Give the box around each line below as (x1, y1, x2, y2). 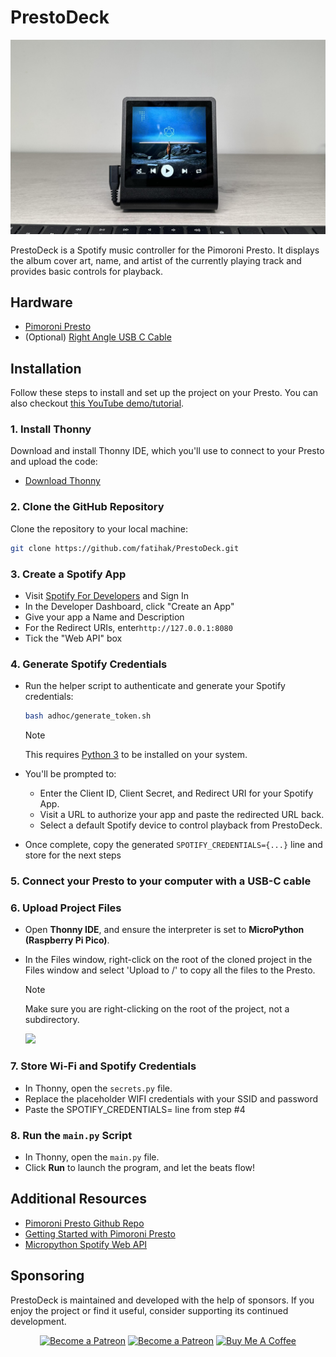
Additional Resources (10, 1191, 147, 1208)
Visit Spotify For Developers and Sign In (24, 589, 190, 601)
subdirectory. (24, 1014, 80, 1026)
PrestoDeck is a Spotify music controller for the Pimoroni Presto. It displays (10, 244, 320, 256)
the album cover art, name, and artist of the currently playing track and (10, 254, 302, 266)
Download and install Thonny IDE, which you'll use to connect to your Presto (10, 445, 325, 457)
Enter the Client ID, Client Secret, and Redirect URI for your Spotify (39, 787, 314, 800)
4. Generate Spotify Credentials (10, 657, 168, 671)
